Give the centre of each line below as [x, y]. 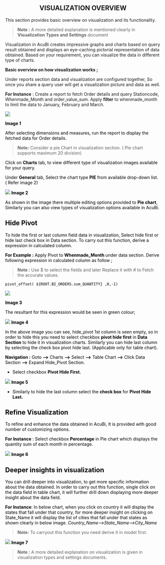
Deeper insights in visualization [55, 470]
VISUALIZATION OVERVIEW [83, 8]
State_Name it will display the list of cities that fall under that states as [76, 518]
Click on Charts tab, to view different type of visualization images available [82, 162]
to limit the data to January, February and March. [55, 104]
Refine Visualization [37, 412]
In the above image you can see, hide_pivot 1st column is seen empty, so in [82, 332]
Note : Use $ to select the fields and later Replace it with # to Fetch [85, 270]
